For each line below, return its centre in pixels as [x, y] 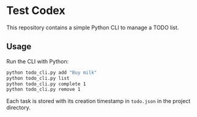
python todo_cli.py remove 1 [43, 90]
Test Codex [36, 11]
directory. [18, 108]
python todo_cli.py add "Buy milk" [52, 73]
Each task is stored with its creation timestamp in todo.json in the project [98, 101]
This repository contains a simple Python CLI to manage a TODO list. [93, 27]
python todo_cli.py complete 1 [46, 84]
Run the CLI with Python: [38, 61]
